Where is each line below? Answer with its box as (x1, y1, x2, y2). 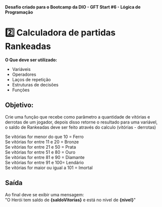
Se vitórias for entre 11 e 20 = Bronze (5, 138, 79, 145)
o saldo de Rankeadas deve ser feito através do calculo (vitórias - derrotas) (5, 124, 156, 130)
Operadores (12, 71, 36, 77)
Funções (12, 87, 30, 93)
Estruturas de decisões (12, 82, 59, 87)
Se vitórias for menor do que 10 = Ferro (5, 134, 84, 139)
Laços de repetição (12, 76, 51, 82)
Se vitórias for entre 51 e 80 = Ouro (5, 149, 75, 155)
